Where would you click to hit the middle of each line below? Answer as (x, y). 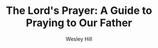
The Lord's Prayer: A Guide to (79, 11)
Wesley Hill (79, 39)
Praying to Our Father (79, 23)
